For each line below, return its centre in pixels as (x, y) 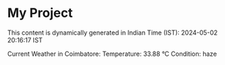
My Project (40, 13)
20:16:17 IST (25, 40)
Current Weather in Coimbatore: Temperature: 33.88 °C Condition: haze (112, 54)
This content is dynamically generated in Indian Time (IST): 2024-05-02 (112, 32)
